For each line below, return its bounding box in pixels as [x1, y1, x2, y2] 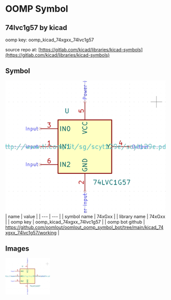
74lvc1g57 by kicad [5, 23, 67, 32]
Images [5, 245, 30, 253]
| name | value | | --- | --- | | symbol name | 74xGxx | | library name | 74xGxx [5, 213, 165, 219]
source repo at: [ [5, 47, 40, 52]
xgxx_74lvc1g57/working [5, 229, 57, 235]
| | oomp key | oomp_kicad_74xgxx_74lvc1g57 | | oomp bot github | [5, 219, 145, 225]
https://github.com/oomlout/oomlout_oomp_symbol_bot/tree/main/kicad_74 [5, 224, 164, 230]
